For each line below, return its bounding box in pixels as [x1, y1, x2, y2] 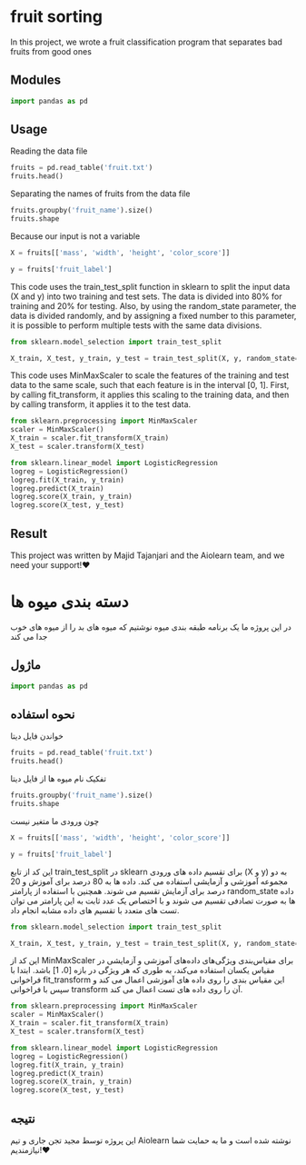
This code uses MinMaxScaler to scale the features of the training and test [10, 370, 290, 381]
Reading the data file [10, 145, 88, 156]
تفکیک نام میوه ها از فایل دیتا [10, 773, 107, 784]
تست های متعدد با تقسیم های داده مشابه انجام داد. [10, 904, 180, 915]
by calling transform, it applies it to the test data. [10, 399, 192, 410]
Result [10, 525, 48, 542]
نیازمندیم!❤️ [10, 1145, 51, 1155]
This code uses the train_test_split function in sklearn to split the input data [10, 281, 291, 292]
